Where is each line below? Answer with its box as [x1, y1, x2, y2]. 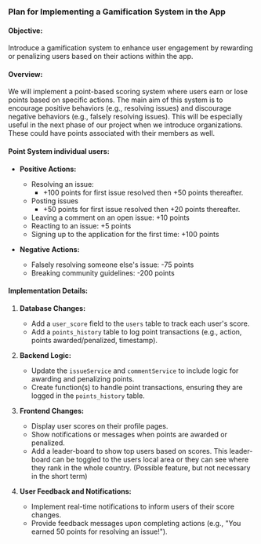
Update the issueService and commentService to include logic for [31, 366, 239, 375]
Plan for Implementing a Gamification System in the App [8, 6, 226, 17]
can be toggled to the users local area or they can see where [52, 455, 249, 464]
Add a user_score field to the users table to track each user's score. [31, 319, 250, 328]
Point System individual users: [8, 146, 110, 155]
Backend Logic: [19, 350, 72, 360]
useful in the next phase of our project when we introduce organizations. [8, 120, 243, 130]
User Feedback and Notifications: [19, 486, 132, 496]
